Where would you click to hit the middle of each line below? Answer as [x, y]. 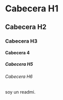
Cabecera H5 [19, 64]
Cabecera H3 [21, 41]
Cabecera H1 [32, 9]
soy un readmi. [20, 92]
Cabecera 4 [17, 53]
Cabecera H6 [19, 77]
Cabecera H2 [26, 27]
